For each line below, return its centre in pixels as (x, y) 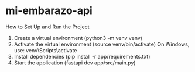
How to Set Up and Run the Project (47, 27)
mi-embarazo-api (49, 11)
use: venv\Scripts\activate (45, 50)
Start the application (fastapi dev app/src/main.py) (75, 63)
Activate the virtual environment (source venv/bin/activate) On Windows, (102, 44)
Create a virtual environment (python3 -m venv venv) (78, 38)
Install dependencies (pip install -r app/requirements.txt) (82, 56)
